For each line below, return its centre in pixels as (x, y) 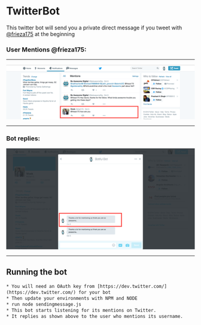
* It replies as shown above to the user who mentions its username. (95, 317)
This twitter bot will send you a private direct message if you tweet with (94, 28)
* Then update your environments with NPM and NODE (72, 299)
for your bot (95, 293)
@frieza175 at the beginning (41, 34)
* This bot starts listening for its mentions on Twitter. (81, 311)
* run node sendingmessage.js (44, 305)
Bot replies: (23, 138)
